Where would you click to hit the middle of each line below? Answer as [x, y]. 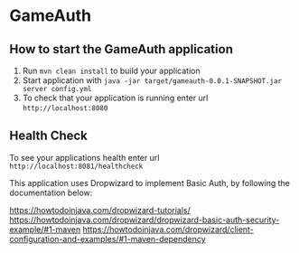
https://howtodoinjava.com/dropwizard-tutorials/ [100, 210]
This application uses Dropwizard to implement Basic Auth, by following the [150, 183]
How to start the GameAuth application [121, 49]
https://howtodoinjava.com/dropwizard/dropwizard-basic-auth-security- [145, 220]
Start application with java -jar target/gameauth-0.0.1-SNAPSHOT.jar [152, 80]
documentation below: [51, 192]
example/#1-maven [45, 229]
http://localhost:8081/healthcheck [76, 166]
